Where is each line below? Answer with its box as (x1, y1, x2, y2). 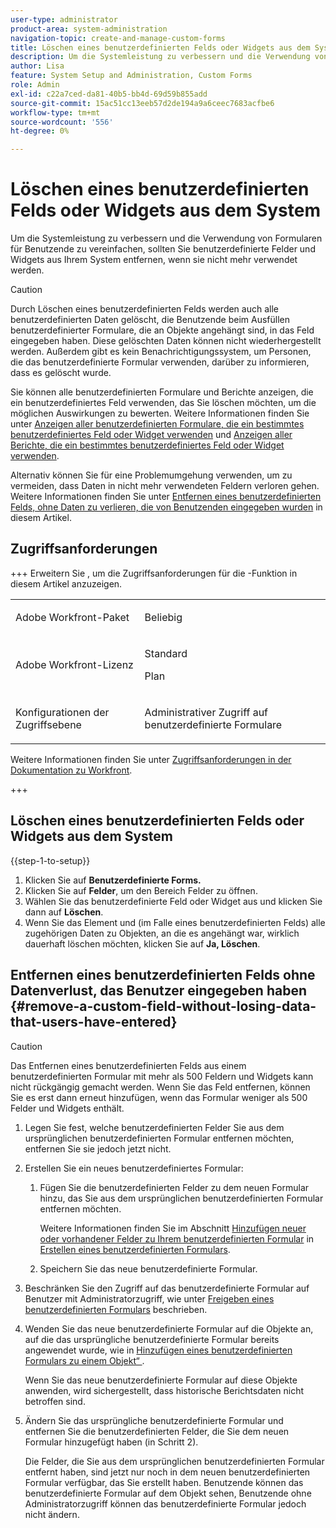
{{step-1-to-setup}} (10, 854, 91, 866)
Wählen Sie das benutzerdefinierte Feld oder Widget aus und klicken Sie (24, 895, 323, 907)
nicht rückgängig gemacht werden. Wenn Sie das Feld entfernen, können (10, 1081, 311, 1093)
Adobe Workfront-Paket (15, 610, 130, 624)
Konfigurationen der (15, 705, 110, 719)
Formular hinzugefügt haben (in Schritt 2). (24, 1436, 199, 1448)
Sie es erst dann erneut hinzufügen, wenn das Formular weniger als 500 (10, 1091, 308, 1103)
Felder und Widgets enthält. (10, 1102, 125, 1114)
